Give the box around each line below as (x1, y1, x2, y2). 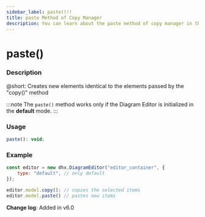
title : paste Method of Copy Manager (6, 15, 103, 21)
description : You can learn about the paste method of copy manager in (6, 20, 192, 26)
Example (6, 150, 33, 159)
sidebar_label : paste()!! (6, 9, 72, 15)
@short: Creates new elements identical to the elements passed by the (6, 82, 184, 89)
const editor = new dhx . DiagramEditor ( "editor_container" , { (6, 164, 165, 171)
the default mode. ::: (6, 107, 58, 114)
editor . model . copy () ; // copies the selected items (6, 187, 140, 193)
